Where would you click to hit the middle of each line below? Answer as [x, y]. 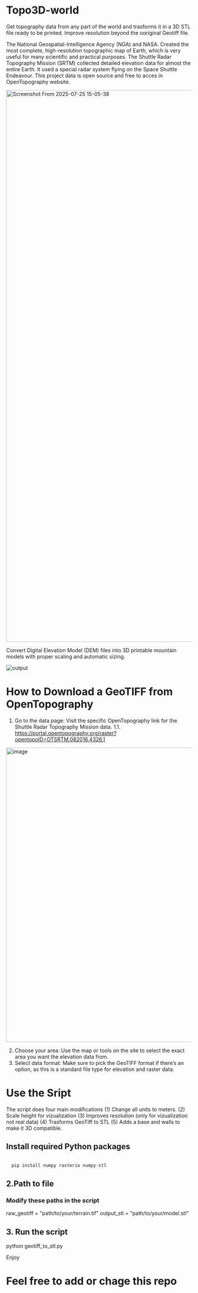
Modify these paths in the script [53, 1201]
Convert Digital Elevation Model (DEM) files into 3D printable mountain [91, 650]
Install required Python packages [68, 1147]
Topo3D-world [43, 10]
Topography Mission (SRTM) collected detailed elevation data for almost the [99, 63]
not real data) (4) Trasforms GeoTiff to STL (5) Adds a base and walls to [93, 1122]
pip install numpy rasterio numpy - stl [59, 1165]
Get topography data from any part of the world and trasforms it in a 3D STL [98, 27]
